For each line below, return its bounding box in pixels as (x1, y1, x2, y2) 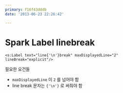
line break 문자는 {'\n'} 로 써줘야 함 (12, 83, 83, 89)
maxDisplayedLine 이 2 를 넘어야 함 (12, 76, 79, 83)
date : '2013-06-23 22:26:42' (5, 12, 64, 17)
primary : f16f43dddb (5, 7, 47, 12)
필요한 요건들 (5, 66, 30, 72)
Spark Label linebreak (5, 37, 95, 48)
